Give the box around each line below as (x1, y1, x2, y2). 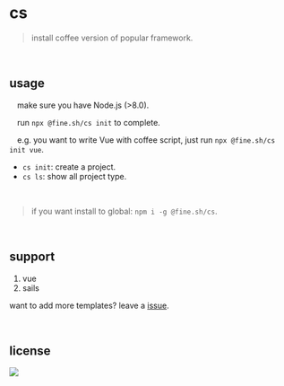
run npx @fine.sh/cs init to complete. (17, 117, 161, 127)
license (9, 343, 51, 358)
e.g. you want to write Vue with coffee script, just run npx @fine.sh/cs (17, 134, 276, 145)
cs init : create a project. (22, 161, 116, 172)
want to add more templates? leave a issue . (9, 300, 169, 311)
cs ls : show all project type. (22, 171, 127, 181)
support (9, 250, 56, 265)
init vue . (9, 144, 45, 154)
